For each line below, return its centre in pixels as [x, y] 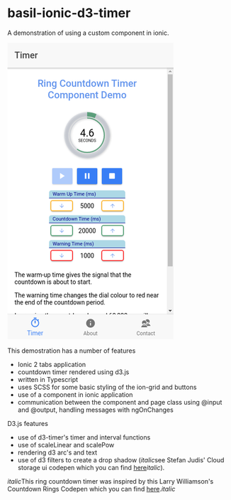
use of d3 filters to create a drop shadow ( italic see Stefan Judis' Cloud [121, 459]
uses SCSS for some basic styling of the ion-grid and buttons [107, 387]
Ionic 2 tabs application [52, 364]
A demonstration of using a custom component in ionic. [88, 33]
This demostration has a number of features [72, 351]
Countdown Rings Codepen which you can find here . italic [91, 489]
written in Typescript [48, 379]
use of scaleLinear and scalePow [66, 445]
